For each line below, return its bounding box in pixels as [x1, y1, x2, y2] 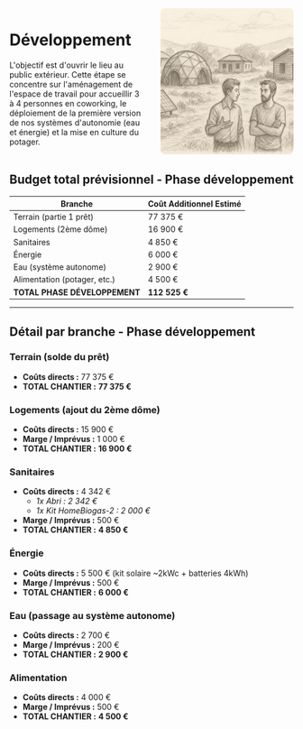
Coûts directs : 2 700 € [22, 630, 111, 641]
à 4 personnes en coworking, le [9, 97, 127, 108]
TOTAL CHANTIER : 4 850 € [22, 524, 129, 535]
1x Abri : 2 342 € [35, 495, 97, 507]
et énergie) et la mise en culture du [9, 126, 140, 137]
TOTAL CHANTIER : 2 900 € [22, 649, 129, 660]
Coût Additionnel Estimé [147, 198, 242, 209]
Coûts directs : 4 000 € [22, 692, 111, 703]
